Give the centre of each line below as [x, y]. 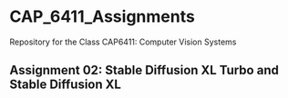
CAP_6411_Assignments [103, 17]
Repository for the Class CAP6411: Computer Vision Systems [123, 42]
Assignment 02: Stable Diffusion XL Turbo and [144, 70]
